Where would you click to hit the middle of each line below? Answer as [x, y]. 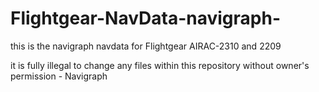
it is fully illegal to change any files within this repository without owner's [160, 65]
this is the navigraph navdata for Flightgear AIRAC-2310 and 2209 [146, 46]
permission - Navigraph [59, 76]
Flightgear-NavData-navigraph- [146, 18]
